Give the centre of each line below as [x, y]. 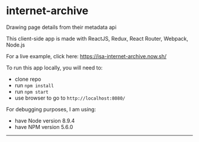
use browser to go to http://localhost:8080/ [70, 98]
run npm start [31, 91]
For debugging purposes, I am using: [51, 109]
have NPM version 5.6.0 [44, 127]
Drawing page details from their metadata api [61, 27]
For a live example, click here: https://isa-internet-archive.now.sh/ [86, 56]
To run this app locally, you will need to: [54, 67]
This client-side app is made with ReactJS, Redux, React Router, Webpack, [97, 38]
